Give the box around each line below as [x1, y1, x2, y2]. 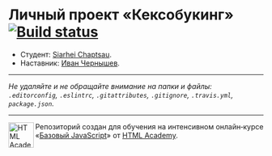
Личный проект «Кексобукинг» [8, 6, 234, 24]
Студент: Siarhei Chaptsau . [19, 49, 112, 59]
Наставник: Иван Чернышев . [19, 58, 120, 68]
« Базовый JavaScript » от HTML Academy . [35, 130, 178, 140]
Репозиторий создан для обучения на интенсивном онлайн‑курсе [35, 121, 264, 131]
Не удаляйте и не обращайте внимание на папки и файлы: [8, 81, 212, 91]
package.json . [8, 99, 54, 108]
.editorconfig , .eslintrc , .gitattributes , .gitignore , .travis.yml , [8, 90, 233, 99]
